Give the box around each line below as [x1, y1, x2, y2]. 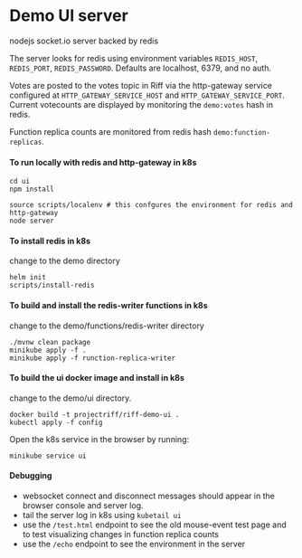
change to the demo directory [9, 255, 120, 267]
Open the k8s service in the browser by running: [9, 433, 190, 444]
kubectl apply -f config [9, 418, 103, 427]
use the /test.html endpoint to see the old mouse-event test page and [22, 519, 287, 530]
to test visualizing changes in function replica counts [22, 528, 220, 539]
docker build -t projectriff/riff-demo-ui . [9, 410, 180, 419]
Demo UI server [9, 5, 128, 26]
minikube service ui [9, 451, 88, 460]
